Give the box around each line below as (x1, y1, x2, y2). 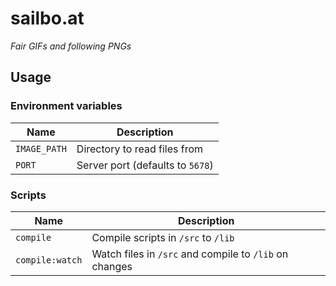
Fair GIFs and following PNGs (10, 40, 132, 52)
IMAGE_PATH (15, 143, 67, 154)
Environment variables (10, 99, 123, 113)
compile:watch (15, 254, 83, 266)
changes (91, 259, 133, 273)
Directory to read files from (76, 142, 204, 156)
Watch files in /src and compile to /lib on (91, 247, 289, 261)
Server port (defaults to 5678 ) (76, 158, 214, 172)
